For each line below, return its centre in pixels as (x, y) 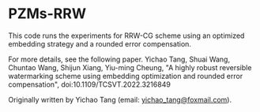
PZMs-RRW (47, 14)
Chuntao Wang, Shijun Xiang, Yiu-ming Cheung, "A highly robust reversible (130, 67)
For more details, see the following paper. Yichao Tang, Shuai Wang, (119, 59)
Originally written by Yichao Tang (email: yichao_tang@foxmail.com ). (120, 99)
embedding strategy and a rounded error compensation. (100, 43)
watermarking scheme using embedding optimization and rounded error (126, 76)
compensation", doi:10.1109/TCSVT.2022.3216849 (90, 84)
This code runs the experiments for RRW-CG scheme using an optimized (126, 35)
